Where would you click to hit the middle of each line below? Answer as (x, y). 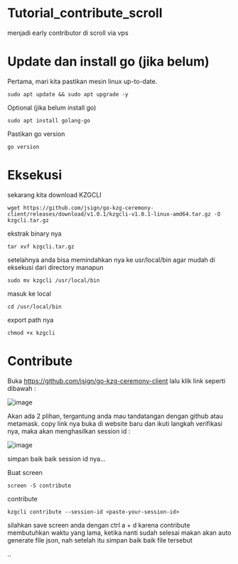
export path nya (31, 320)
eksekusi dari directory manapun (55, 267)
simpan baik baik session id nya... (57, 459)
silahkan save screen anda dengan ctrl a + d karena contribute (99, 525)
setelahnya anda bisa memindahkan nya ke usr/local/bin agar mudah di (111, 260)
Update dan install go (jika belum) (108, 62)
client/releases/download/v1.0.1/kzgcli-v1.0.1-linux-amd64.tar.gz (109, 214)
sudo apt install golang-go (49, 120)
